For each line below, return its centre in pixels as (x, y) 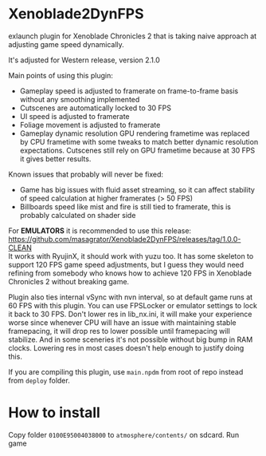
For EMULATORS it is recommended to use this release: (100, 230)
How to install (55, 413)
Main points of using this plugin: (61, 75)
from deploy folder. (39, 380)
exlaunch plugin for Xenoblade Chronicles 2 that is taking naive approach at (133, 36)
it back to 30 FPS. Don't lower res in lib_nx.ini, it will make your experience (130, 314)
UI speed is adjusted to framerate (74, 116)
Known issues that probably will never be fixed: (86, 174)
